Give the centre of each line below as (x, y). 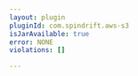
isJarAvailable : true (49, 34)
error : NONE (31, 42)
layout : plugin (37, 17)
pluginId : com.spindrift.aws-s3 (69, 26)
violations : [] (37, 50)
